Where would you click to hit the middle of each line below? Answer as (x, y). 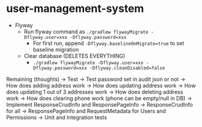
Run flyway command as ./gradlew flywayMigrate (86, 31)
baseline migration (56, 49)
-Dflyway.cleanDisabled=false (127, 68)
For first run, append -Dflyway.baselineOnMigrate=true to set (109, 43)
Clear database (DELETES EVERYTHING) (75, 56)
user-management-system (75, 9)
